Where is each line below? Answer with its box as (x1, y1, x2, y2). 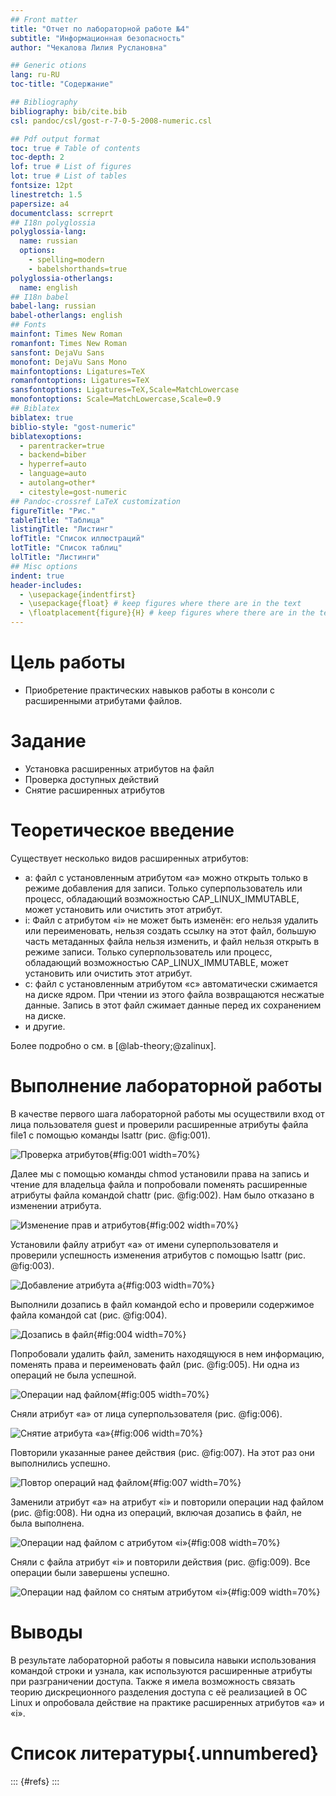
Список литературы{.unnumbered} (10, 1742, 319, 1765)
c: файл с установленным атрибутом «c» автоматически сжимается (24, 977, 318, 990)
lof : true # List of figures (10, 162, 132, 172)
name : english (19, 282, 78, 293)
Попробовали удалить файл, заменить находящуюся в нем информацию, (10, 1347, 325, 1360)
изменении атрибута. (10, 1199, 102, 1211)
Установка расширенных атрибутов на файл (24, 762, 215, 775)
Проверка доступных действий (24, 773, 159, 785)
